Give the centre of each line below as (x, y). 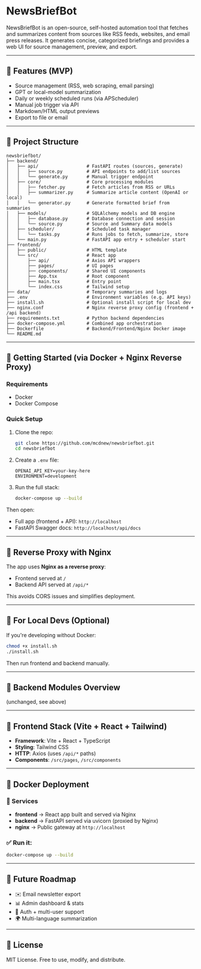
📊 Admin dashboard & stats (49, 903)
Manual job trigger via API (47, 105)
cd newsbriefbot (35, 449)
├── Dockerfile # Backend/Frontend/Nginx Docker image (96, 328)
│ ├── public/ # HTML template (67, 250)
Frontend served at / (40, 578)
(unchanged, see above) (36, 702)
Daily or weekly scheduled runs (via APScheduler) (77, 98)
